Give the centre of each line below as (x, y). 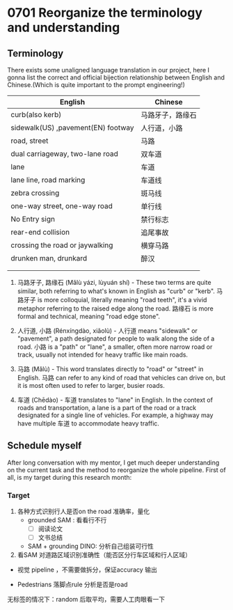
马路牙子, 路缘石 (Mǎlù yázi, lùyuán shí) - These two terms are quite (114, 282)
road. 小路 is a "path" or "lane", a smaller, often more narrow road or (115, 347)
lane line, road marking (48, 180)
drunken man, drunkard (49, 258)
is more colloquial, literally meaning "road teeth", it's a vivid (122, 300)
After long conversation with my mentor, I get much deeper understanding (113, 462)
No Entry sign (33, 219)
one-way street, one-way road (62, 206)
